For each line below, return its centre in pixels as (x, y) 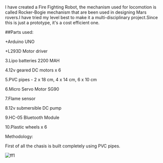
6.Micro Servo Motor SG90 (32, 89)
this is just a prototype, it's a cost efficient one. (52, 23)
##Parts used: (19, 32)
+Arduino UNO (20, 42)
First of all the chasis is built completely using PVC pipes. (63, 146)
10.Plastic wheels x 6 (26, 127)
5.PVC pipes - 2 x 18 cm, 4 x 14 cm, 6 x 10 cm (51, 80)
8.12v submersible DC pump (33, 108)
